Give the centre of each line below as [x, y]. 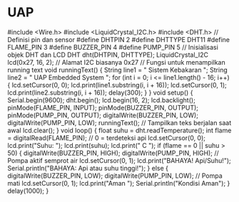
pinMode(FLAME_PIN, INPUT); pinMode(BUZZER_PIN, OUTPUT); [103, 107]
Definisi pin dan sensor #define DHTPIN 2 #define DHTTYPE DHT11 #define [119, 39]
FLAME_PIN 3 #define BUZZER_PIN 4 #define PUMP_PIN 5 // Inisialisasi [113, 47]
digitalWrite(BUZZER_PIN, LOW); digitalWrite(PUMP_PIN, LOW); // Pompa [115, 176]
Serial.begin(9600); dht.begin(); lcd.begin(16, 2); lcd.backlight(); [102, 100]
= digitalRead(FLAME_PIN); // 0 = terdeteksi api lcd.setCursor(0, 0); [106, 138]
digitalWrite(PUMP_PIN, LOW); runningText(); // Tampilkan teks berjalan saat [119, 122]
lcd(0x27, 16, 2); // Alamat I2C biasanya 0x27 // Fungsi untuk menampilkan [117, 62]
